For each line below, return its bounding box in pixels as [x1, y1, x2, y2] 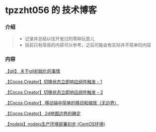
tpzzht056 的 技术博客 [5, 4, 97, 16]
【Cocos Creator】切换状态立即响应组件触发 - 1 [5, 78, 102, 85]
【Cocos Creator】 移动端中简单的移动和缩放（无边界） [5, 100, 119, 106]
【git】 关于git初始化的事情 [5, 68, 61, 74]
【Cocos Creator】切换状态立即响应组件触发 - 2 [5, 89, 103, 95]
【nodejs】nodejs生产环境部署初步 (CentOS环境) [5, 121, 105, 127]
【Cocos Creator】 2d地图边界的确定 [5, 110, 81, 116]
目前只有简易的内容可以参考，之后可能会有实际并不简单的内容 [24, 42, 152, 48]
